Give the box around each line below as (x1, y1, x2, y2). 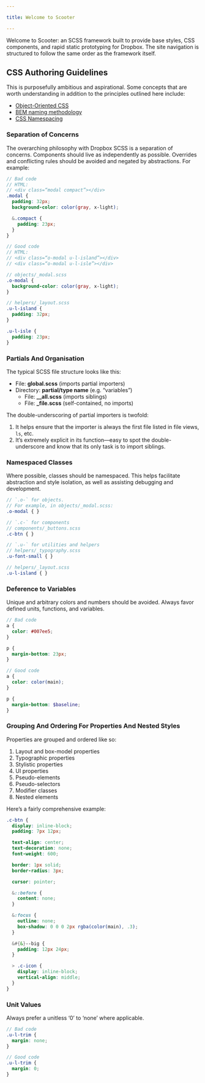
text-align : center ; (12, 839, 64, 846)
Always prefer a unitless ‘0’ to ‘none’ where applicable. (6, 1014, 144, 1022)
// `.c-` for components (6, 519, 70, 525)
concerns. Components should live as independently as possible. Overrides (6, 151, 197, 158)
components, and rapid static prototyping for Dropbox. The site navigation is (6, 43, 199, 50)
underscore (15, 442, 45, 450)
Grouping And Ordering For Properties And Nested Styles (6, 722, 181, 730)
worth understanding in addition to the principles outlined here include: (6, 90, 185, 98)
